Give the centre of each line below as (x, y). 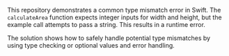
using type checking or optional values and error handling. (91, 45)
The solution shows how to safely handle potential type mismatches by (109, 38)
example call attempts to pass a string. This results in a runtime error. (106, 25)
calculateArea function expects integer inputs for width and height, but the (114, 17)
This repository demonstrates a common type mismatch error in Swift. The (114, 10)
